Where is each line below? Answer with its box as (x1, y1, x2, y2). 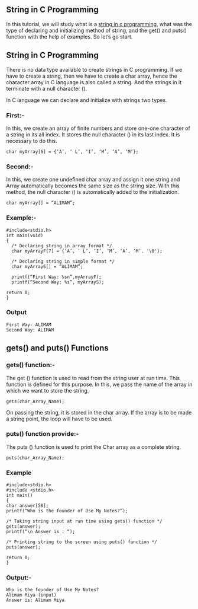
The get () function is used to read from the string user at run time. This (6, 374, 180, 381)
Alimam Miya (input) (6, 592, 57, 598)
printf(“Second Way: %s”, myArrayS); (11, 279, 105, 285)
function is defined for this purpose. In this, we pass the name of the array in (6, 381, 193, 388)
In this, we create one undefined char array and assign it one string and (6, 176, 180, 183)
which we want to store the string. (6, 387, 89, 394)
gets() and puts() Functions (6, 343, 109, 353)
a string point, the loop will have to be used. (6, 415, 113, 422)
